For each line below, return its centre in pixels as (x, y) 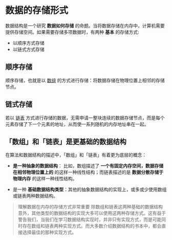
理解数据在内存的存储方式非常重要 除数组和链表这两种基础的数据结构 (90, 207)
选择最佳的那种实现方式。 (49, 232)
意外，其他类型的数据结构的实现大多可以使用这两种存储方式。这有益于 (92, 213)
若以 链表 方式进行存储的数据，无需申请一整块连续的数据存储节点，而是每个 (85, 118)
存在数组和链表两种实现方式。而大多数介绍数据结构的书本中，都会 (92, 226)
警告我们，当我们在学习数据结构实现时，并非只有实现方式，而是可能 (90, 220)
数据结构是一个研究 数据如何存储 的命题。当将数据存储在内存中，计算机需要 (85, 26)
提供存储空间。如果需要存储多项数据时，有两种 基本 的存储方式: (72, 32)
